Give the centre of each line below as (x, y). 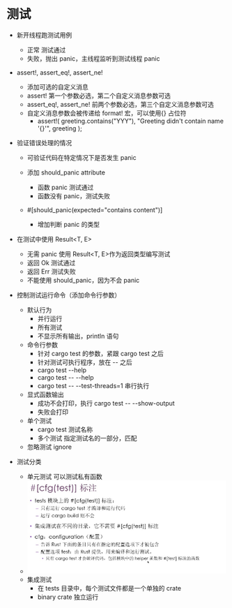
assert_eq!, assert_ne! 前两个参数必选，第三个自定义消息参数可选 (120, 104)
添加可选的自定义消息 (57, 87)
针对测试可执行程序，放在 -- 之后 (85, 362)
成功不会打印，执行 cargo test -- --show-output (106, 403)
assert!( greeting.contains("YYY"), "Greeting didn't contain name (131, 121)
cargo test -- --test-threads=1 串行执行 (93, 385)
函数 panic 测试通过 (65, 187)
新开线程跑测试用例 (44, 35)
